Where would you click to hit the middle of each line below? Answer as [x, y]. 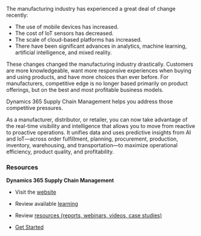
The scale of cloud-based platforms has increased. [79, 40]
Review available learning [46, 204]
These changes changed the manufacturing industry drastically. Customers [100, 64]
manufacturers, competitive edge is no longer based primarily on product [97, 83]
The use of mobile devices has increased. [67, 27]
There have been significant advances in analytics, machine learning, [101, 46]
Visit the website [36, 192]
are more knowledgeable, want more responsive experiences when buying [99, 71]
